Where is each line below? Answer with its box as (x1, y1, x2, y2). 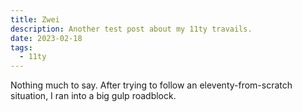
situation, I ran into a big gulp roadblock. (10, 90, 177, 102)
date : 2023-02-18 (10, 33, 83, 43)
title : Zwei (10, 14, 60, 25)
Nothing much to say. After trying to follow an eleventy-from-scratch (10, 79, 293, 91)
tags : (10, 42, 33, 53)
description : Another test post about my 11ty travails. (10, 24, 253, 34)
